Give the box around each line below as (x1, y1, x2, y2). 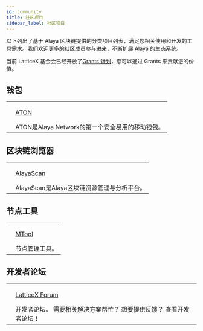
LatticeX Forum (15, 291, 59, 299)
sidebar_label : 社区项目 (6, 20, 65, 26)
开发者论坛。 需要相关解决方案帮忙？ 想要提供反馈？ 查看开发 (15, 305, 190, 313)
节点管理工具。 (15, 244, 59, 252)
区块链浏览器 (6, 146, 54, 156)
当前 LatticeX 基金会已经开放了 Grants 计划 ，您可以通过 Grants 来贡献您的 (6, 58, 189, 65)
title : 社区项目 (6, 14, 43, 21)
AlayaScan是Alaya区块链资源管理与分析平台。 (15, 184, 146, 192)
